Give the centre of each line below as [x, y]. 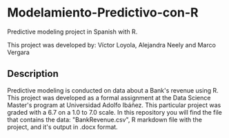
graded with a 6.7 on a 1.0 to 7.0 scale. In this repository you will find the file [114, 112]
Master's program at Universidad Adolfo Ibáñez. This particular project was [114, 105]
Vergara [18, 52]
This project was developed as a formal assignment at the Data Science [109, 97]
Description [33, 74]
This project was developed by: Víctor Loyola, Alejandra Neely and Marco [111, 45]
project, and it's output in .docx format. [63, 127]
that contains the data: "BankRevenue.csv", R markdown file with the [104, 119]
